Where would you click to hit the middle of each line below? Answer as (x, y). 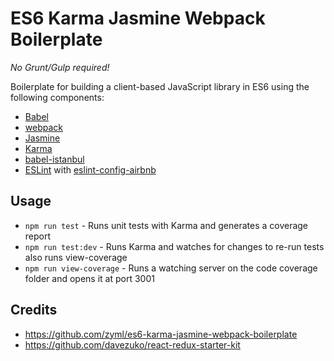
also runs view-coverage (76, 257)
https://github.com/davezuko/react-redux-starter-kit (132, 344)
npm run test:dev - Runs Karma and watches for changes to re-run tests (174, 246)
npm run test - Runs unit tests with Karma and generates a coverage (166, 225)
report (38, 236)
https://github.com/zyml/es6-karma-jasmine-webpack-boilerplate (161, 334)
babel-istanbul (54, 159)
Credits (34, 310)
